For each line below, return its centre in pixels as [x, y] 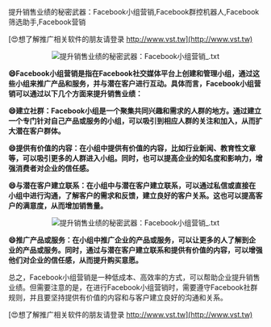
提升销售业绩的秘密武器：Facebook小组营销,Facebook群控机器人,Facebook [134, 12]
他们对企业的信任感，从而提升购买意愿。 [75, 260]
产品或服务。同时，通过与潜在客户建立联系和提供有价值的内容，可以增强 [142, 250]
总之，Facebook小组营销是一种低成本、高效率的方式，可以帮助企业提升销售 [134, 277]
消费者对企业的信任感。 [54, 168]
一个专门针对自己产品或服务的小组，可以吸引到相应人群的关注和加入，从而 [132, 121]
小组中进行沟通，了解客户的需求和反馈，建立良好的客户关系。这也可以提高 [132, 195]
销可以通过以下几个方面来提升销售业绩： [75, 94]
